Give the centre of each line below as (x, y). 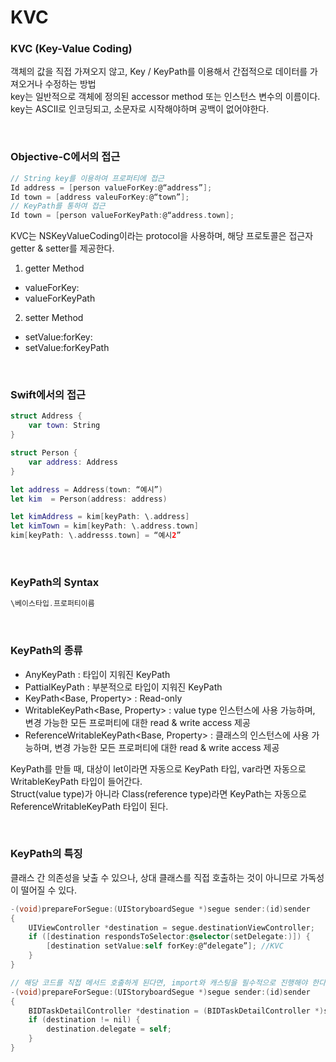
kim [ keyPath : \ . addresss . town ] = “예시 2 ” (96, 536)
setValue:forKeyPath (67, 348)
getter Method (54, 268)
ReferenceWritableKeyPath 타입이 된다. (89, 806)
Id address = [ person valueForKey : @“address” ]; (111, 187)
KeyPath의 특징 (46, 854)
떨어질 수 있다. (49, 890)
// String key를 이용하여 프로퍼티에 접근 (87, 178)
